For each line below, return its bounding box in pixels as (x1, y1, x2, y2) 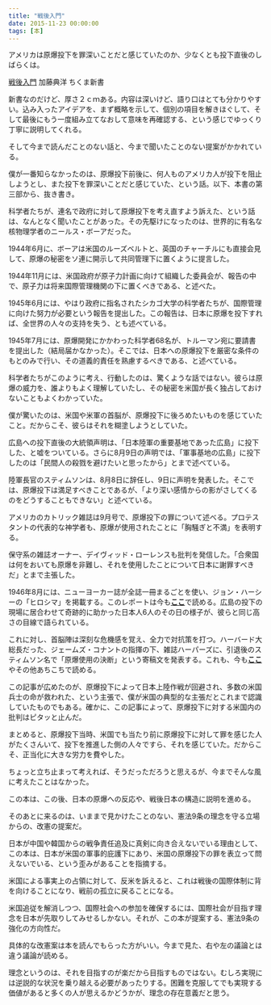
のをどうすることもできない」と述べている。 (8, 495, 156, 505)
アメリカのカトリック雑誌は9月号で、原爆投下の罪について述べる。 (8, 512, 231, 522)
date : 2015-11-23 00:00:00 (8, 19, 99, 27)
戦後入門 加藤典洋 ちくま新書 (8, 78, 105, 87)
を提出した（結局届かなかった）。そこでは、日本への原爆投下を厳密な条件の (8, 346, 260, 355)
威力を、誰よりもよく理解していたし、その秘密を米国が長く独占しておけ (22, 383, 262, 393)
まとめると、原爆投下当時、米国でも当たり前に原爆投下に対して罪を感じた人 (8, 730, 263, 739)
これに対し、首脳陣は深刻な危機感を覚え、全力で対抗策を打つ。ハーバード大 (8, 635, 263, 645)
